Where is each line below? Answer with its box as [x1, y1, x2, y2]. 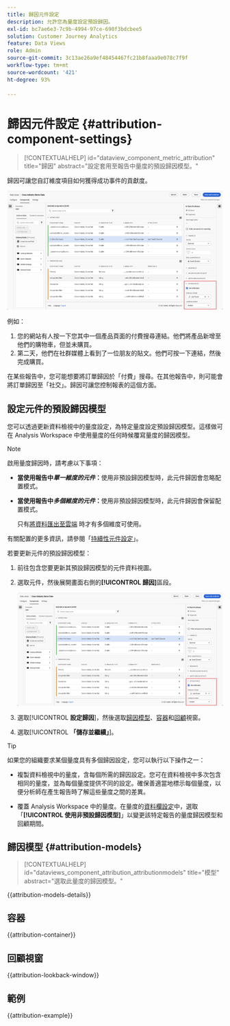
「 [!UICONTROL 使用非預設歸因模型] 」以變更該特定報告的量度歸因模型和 [16, 810, 223, 819]
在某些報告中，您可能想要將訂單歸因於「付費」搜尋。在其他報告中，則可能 [7, 372, 217, 380]
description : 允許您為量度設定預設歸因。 [7, 18, 114, 25]
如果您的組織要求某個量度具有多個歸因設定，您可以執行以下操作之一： [7, 755, 205, 764]
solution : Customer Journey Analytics [7, 33, 118, 40]
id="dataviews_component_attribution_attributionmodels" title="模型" [23, 868, 220, 876]
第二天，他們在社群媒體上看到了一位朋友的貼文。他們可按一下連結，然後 [16, 349, 221, 357]
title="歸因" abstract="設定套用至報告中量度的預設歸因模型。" [23, 162, 199, 170]
